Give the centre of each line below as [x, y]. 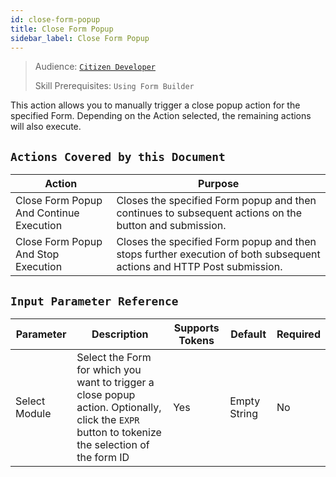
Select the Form [114, 357]
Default [248, 334]
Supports [196, 328]
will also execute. [46, 127]
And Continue [47, 213]
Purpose [219, 184]
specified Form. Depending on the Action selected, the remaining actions [161, 116]
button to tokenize [119, 432]
